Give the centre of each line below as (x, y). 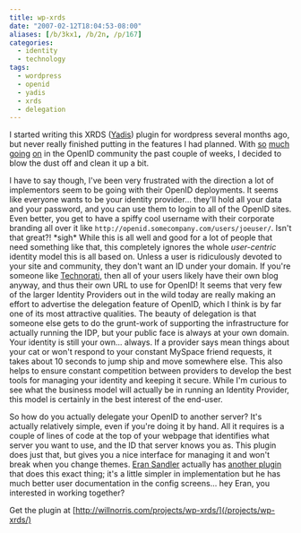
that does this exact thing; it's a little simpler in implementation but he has (145, 474)
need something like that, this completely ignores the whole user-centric (143, 247)
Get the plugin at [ (43, 511)
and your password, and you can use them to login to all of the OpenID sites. (150, 209)
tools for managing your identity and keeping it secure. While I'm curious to (148, 381)
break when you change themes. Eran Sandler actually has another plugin (146, 464)
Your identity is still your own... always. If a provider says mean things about (149, 342)
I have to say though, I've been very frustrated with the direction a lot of (142, 181)
